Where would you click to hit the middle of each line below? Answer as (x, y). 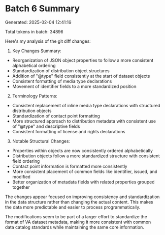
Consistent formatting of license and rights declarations (69, 131)
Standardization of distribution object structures (61, 71)
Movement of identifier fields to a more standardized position (74, 86)
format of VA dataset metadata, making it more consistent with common (78, 222)
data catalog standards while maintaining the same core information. (75, 227)
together (21, 187)
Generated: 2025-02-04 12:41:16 (38, 22)
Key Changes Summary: (37, 51)
